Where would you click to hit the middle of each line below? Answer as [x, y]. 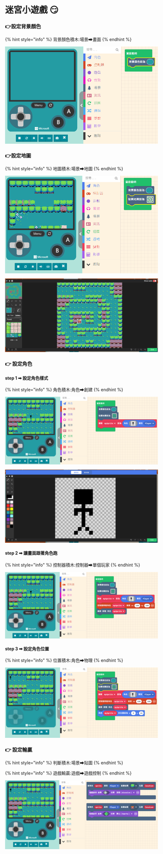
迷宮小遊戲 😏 [32, 10]
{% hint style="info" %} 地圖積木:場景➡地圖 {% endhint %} [64, 169]
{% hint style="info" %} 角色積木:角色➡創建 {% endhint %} [64, 390]
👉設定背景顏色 [23, 26]
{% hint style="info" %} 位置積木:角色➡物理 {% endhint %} [64, 660]
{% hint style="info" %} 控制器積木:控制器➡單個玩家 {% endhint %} [73, 565]
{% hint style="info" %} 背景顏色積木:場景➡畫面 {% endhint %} [68, 40]
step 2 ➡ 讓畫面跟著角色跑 [31, 553]
